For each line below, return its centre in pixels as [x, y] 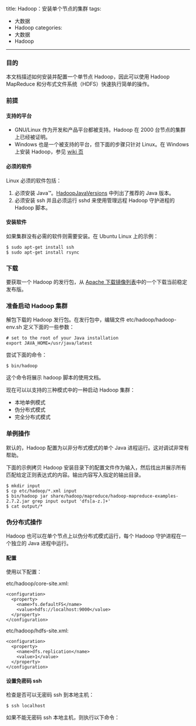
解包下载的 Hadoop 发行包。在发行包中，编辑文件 [66, 320]
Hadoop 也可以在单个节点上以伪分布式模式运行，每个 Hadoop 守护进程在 [94, 536]
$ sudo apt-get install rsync [43, 252]
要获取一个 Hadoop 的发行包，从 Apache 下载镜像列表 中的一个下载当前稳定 [97, 282]
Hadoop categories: [38, 28]
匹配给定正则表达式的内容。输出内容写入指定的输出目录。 [75, 475]
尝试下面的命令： [27, 355]
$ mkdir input [23, 486]
